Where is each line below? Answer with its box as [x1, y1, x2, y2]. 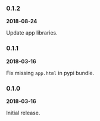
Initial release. [6, 109, 40, 116]
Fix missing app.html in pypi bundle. [6, 69, 95, 76]
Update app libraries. [6, 29, 58, 36]
